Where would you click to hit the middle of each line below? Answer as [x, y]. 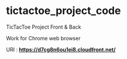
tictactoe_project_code [63, 11]
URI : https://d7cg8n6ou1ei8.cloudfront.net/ [61, 49]
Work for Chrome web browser [43, 38]
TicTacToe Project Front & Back [44, 27]
